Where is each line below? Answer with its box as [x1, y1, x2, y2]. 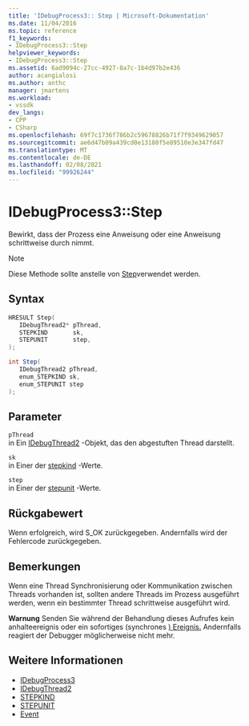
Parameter [8, 410, 62, 424]
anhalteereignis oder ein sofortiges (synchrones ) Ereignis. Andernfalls [8, 622, 242, 631]
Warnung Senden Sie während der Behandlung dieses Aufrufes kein [8, 613, 235, 623]
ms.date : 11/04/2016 [8, 19, 78, 27]
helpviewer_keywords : [8, 49, 81, 57]
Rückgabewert [8, 506, 83, 520]
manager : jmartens [8, 86, 70, 95]
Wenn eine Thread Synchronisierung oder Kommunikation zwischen [8, 581, 233, 590]
